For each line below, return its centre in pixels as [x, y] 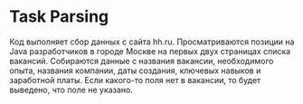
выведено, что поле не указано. [71, 90]
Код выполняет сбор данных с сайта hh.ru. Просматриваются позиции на [152, 42]
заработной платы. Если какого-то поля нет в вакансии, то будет [135, 80]
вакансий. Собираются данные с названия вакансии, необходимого [142, 61]
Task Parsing [59, 17]
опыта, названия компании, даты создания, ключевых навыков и [135, 71]
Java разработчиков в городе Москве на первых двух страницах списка [150, 51]
